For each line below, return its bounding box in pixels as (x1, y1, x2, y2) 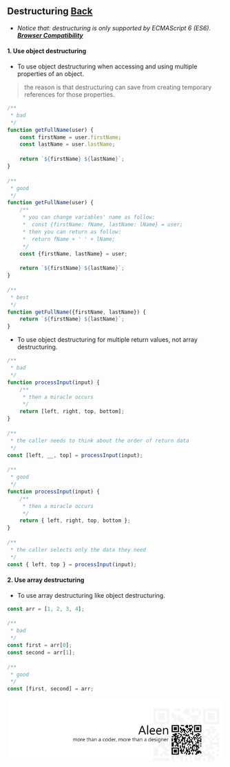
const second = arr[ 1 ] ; (7, 649, 76, 656)
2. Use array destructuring (7, 576, 85, 584)
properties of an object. (17, 70, 85, 78)
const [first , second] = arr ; (7, 686, 94, 692)
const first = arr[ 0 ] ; (7, 642, 72, 649)
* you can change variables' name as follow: (22, 214, 156, 221)
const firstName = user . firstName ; (19, 134, 122, 141)
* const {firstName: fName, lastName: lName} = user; (22, 221, 184, 229)
